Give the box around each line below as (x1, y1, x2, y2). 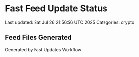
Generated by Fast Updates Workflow (5, 46, 82, 52)
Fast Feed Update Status (5, 3, 107, 14)
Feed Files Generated (5, 33, 72, 42)
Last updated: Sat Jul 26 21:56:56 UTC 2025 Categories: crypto (5, 19, 135, 25)
